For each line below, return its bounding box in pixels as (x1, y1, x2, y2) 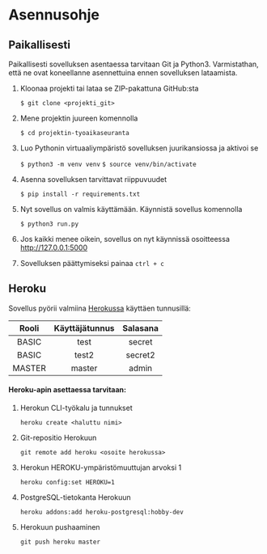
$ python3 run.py (19, 220, 79, 228)
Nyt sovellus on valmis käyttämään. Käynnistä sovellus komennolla (19, 205, 243, 214)
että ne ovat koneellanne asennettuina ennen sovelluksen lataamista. (8, 68, 238, 78)
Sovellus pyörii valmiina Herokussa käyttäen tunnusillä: (8, 303, 192, 313)
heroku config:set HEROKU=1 (19, 479, 115, 487)
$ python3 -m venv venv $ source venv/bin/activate (19, 160, 197, 168)
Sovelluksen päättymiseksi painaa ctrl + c (19, 259, 164, 268)
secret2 (125, 349, 155, 361)
